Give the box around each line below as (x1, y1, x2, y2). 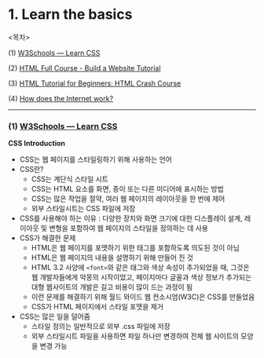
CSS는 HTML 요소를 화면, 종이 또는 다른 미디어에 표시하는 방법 (31, 184, 224, 194)
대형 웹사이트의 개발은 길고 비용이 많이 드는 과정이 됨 (31, 283, 193, 292)
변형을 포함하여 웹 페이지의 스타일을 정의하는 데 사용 (49, 224, 208, 233)
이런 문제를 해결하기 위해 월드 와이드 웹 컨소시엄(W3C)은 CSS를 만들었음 (31, 292, 255, 301)
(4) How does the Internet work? (8, 93, 114, 103)
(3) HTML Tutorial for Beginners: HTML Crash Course (8, 79, 181, 88)
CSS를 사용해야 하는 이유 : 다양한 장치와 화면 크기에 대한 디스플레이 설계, (19, 214, 243, 223)
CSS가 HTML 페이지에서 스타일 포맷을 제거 (31, 302, 163, 312)
